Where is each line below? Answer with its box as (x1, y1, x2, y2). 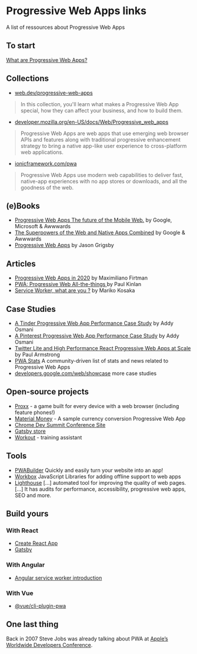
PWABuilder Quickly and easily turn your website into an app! (14, 466, 163, 474)
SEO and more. (14, 491, 52, 499)
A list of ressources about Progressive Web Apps (6, 24, 125, 31)
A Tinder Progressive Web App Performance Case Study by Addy (14, 320, 173, 327)
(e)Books (6, 201, 40, 211)
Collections (6, 74, 49, 84)
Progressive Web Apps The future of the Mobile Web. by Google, (14, 216, 172, 224)
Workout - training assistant (14, 433, 82, 441)
